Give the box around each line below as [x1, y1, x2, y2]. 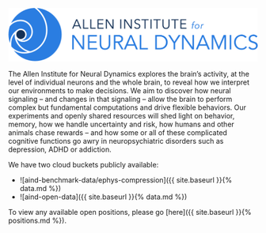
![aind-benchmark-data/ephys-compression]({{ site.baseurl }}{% [19, 175, 232, 185]
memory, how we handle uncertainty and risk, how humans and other [8, 119, 235, 129]
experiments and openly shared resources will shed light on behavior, [8, 111, 235, 120]
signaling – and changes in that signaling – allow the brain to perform [8, 94, 233, 103]
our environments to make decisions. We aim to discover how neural [8, 85, 231, 95]
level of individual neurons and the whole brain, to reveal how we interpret [8, 77, 250, 87]
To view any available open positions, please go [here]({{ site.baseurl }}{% [8, 207, 252, 216]
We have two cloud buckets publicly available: [8, 160, 159, 169]
